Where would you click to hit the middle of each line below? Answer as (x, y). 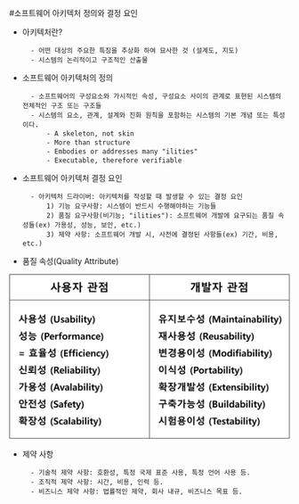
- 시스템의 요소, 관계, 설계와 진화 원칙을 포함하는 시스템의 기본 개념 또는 (150, 115)
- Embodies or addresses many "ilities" (122, 152)
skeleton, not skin (98, 134)
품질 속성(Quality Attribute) (70, 261)
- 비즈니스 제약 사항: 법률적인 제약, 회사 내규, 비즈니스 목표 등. (137, 492)
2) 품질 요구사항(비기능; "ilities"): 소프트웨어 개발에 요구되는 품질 (160, 216)
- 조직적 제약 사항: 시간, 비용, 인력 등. (97, 482)
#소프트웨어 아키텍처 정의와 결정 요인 (73, 13)
